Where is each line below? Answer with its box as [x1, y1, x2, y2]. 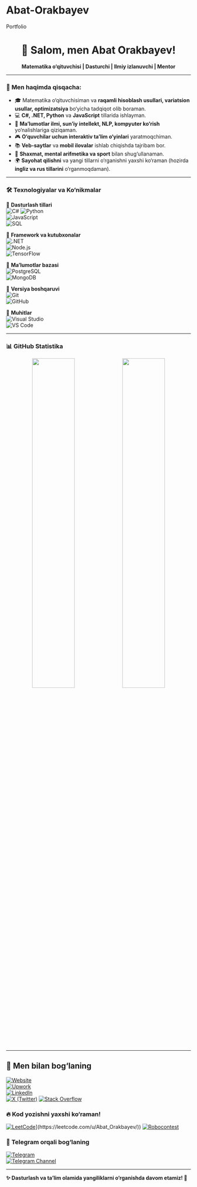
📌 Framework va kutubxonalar [6, 231, 81, 238]
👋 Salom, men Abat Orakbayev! [21, 43, 176, 57]
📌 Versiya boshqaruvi [6, 285, 60, 292]
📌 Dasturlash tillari [6, 201, 52, 208]
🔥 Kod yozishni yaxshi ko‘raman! [6, 1110, 101, 1118]
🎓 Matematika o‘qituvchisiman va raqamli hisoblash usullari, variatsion [14, 97, 190, 104]
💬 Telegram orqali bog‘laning [6, 1138, 90, 1146]
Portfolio [6, 23, 27, 30]
